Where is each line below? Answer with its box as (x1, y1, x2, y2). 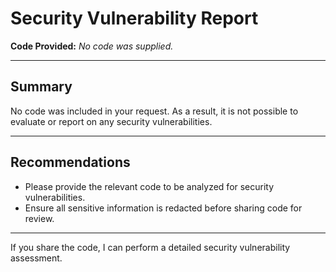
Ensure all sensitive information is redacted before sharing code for (24, 202, 303, 214)
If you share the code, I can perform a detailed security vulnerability (10, 241, 291, 253)
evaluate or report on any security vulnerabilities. (10, 115, 213, 127)
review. (24, 212, 55, 224)
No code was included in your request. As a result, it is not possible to (10, 105, 299, 117)
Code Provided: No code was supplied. (10, 40, 174, 52)
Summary (10, 78, 73, 96)
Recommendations (10, 154, 131, 171)
